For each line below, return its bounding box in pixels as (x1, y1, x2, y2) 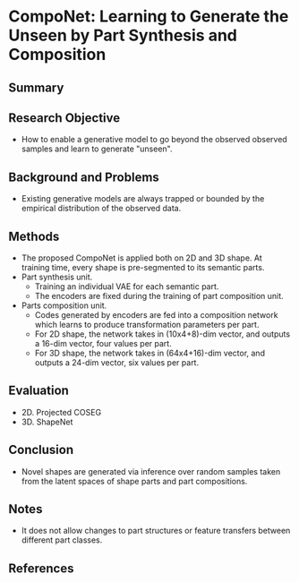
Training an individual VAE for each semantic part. (34, 281, 219, 292)
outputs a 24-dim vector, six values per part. (34, 357, 199, 368)
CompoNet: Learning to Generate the (8, 6, 289, 27)
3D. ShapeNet (21, 416, 73, 427)
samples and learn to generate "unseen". (21, 143, 173, 154)
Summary (8, 80, 64, 95)
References (8, 561, 74, 576)
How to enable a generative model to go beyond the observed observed (21, 134, 287, 145)
